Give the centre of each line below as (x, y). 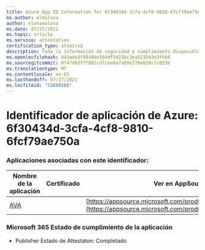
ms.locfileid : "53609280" (39, 86)
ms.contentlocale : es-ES (38, 74)
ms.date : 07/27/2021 (33, 29)
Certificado (63, 184)
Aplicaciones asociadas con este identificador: (77, 161)
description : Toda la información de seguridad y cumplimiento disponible (103, 52)
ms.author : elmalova (33, 18)
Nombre (25, 176)
